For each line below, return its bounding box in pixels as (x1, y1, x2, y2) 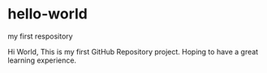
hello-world (7, 5, 88, 23)
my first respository (7, 31, 74, 41)
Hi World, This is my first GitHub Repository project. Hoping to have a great (7, 47, 259, 56)
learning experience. (7, 55, 77, 65)
